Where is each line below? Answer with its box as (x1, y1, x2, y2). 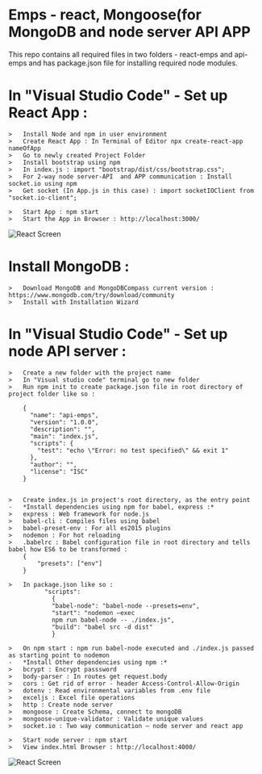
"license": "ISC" (29, 467, 89, 475)
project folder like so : (8, 390, 95, 398)
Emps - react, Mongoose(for (8, 6, 202, 24)
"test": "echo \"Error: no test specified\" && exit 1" (37, 446, 229, 454)
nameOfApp (8, 144, 42, 153)
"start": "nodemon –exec (51, 609, 135, 617)
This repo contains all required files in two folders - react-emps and (8, 49, 233, 59)
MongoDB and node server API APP (8, 23, 252, 41)
